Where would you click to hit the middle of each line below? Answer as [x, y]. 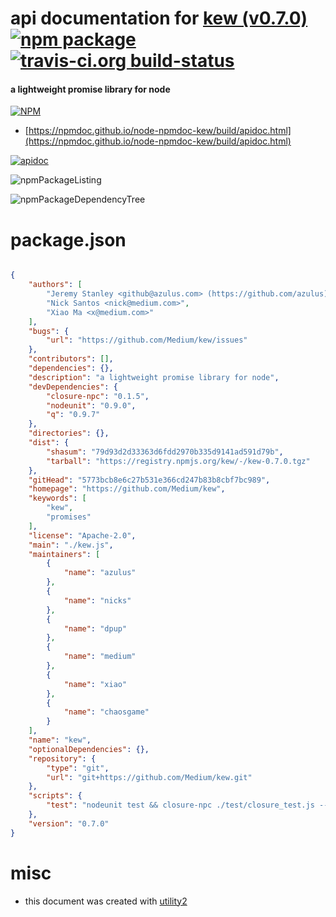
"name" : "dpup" [95, 628]
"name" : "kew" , [60, 740]
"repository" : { [62, 758]
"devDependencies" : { [73, 387]
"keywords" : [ [57, 498]
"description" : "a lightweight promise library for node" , [154, 377]
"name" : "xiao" [95, 684]
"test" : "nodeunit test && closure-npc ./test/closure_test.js [180, 805]
